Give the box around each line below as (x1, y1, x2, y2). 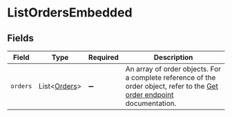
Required (88, 53, 119, 62)
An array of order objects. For (125, 64, 222, 74)
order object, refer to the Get (125, 81, 219, 91)
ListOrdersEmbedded (7, 5, 133, 21)
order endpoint (125, 90, 174, 99)
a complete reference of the (125, 73, 216, 82)
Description (153, 53, 193, 62)
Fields (7, 32, 35, 44)
